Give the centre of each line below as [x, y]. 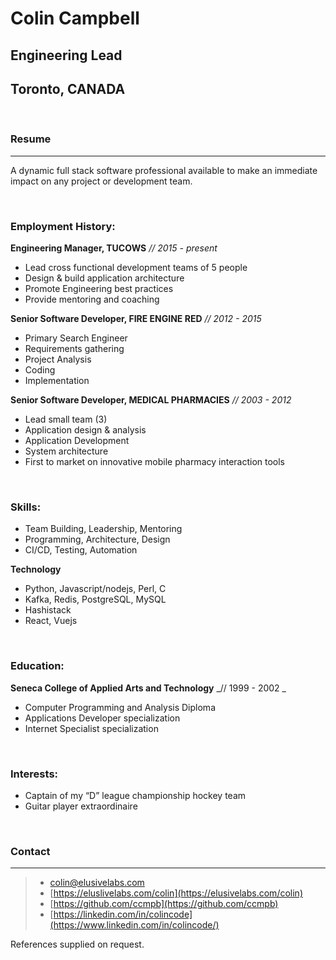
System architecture [66, 451]
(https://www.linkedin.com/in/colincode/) [134, 925]
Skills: [26, 507]
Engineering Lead [66, 55]
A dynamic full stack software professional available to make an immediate [164, 170]
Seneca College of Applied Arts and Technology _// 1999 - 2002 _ [148, 688]
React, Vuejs [51, 621]
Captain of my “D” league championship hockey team [135, 795]
